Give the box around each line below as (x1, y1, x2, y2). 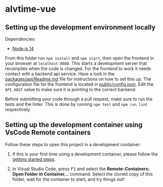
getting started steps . (12, 156, 56, 162)
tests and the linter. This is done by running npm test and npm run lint (5, 101, 148, 107)
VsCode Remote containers (5, 128, 91, 137)
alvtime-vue (5, 3, 56, 15)
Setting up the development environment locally (5, 23, 156, 31)
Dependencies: (5, 36, 36, 42)
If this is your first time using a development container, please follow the (12, 151, 158, 157)
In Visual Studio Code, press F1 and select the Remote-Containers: (12, 166, 150, 172)
